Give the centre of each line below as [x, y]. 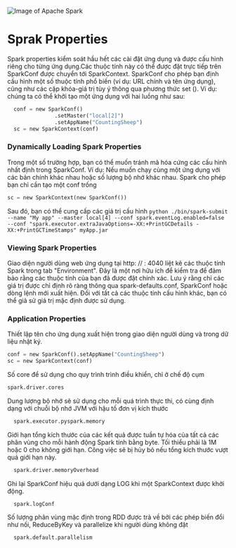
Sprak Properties [58, 39]
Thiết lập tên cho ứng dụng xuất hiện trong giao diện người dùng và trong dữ [118, 334]
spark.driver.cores [36, 387]
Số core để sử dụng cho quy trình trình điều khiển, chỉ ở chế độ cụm [106, 374]
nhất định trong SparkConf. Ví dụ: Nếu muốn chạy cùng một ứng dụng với [114, 170]
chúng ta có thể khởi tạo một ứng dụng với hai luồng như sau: [96, 96]
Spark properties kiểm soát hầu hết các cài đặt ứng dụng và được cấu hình [115, 58]
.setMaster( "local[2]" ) [89, 116]
